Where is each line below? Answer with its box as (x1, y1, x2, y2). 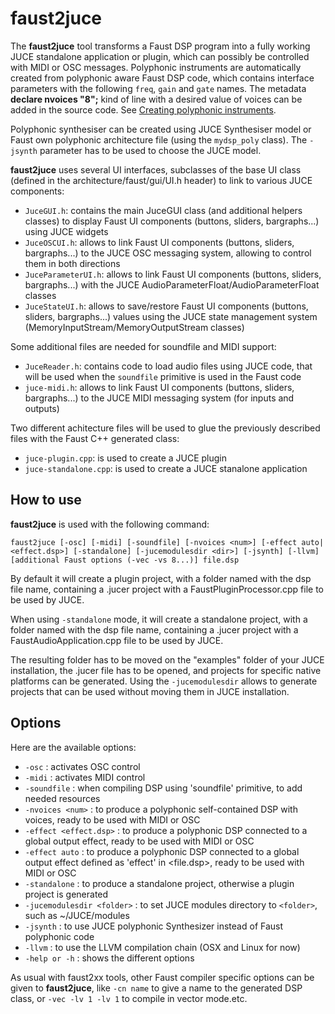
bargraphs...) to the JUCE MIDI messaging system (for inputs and (24, 392, 295, 404)
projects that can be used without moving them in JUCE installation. (10, 685, 290, 697)
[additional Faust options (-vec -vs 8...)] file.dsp (10, 555, 240, 565)
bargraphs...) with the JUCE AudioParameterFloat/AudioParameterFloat (24, 278, 320, 291)
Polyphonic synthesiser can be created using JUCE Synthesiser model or (10, 123, 312, 135)
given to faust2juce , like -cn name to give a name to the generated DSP (10, 982, 303, 994)
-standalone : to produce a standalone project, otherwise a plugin (24, 877, 295, 889)
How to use (10, 492, 82, 509)
